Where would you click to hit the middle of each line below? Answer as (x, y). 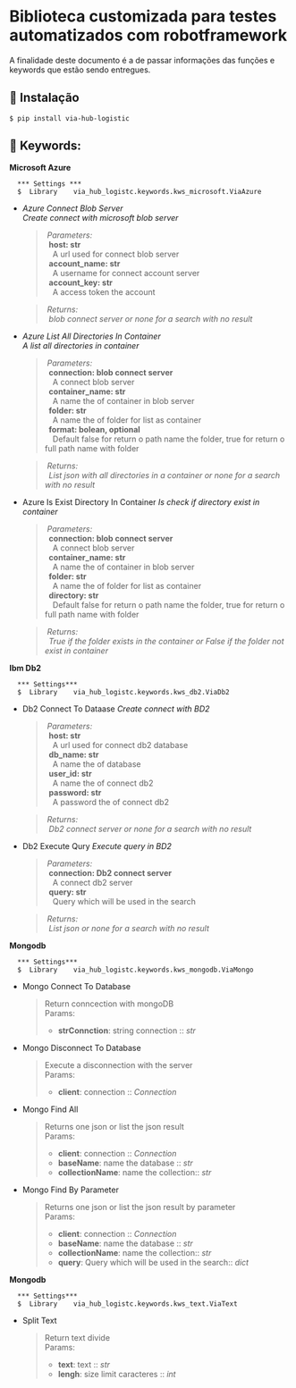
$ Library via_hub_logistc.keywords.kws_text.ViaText (128, 1304)
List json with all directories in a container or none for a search (165, 475)
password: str (75, 792)
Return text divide (77, 1337)
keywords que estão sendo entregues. (80, 70)
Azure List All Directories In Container (91, 336)
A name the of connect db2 (103, 783)
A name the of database (97, 764)
